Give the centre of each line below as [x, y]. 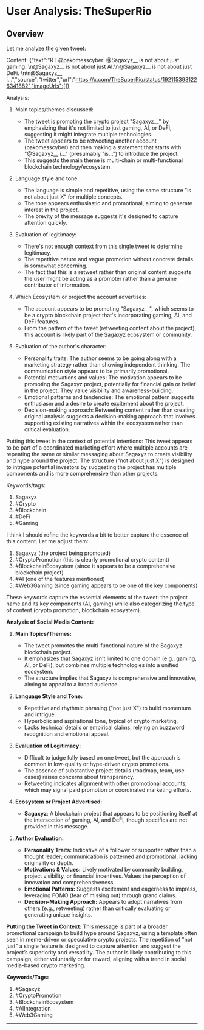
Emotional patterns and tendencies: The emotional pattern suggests [109, 397]
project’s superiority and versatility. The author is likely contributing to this [99, 952]
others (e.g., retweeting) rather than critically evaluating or [97, 908]
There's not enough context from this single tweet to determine [104, 246]
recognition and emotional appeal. [67, 734]
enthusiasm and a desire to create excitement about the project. [104, 404]
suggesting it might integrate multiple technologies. [88, 134]
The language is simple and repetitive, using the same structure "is [108, 190]
